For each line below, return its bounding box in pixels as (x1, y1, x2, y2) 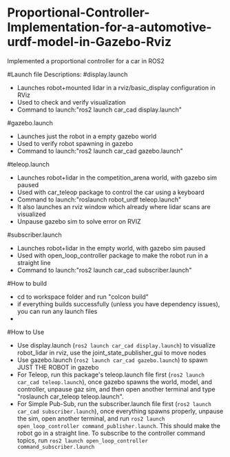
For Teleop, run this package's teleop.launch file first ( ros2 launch (17, 370, 205, 379)
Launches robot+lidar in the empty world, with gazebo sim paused (17, 244, 206, 252)
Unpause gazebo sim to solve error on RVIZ (17, 217, 141, 225)
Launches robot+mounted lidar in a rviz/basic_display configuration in (17, 83, 216, 92)
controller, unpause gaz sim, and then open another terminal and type (17, 385, 216, 393)
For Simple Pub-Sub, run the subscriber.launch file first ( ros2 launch (17, 399, 211, 407)
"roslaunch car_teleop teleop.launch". (17, 392, 124, 401)
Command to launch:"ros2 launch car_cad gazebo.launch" (17, 147, 184, 155)
